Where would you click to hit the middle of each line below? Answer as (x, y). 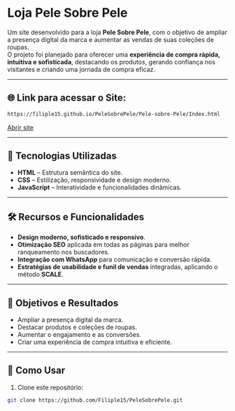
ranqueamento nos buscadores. (63, 252)
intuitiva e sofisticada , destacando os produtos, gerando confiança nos (111, 62)
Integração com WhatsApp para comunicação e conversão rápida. (114, 259)
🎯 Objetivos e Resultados (63, 303)
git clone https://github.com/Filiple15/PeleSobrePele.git (95, 400)
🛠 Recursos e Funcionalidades (76, 217)
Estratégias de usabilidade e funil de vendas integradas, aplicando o (117, 267)
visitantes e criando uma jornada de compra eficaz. (81, 69)
